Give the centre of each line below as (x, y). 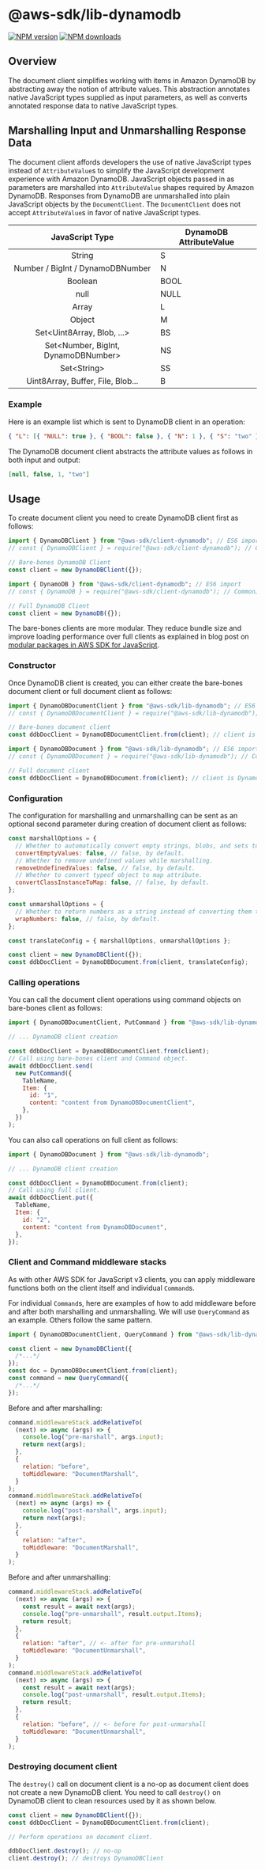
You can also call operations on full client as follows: (93, 1140)
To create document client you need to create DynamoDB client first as (123, 518)
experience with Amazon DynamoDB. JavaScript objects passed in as (121, 179)
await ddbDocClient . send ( (50, 1066)
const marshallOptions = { (52, 839)
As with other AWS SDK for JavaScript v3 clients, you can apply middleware (132, 1279)
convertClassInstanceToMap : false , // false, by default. (113, 883)
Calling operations (44, 983)
